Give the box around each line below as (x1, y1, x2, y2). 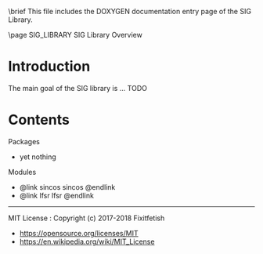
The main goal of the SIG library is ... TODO (8, 83, 147, 93)
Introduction (8, 58, 91, 75)
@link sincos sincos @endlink (19, 182, 116, 191)
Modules (8, 167, 37, 176)
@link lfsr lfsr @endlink (19, 190, 94, 200)
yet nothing (19, 152, 56, 161)
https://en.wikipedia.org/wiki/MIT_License (19, 237, 155, 246)
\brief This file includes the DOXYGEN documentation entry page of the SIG (8, 7, 252, 16)
